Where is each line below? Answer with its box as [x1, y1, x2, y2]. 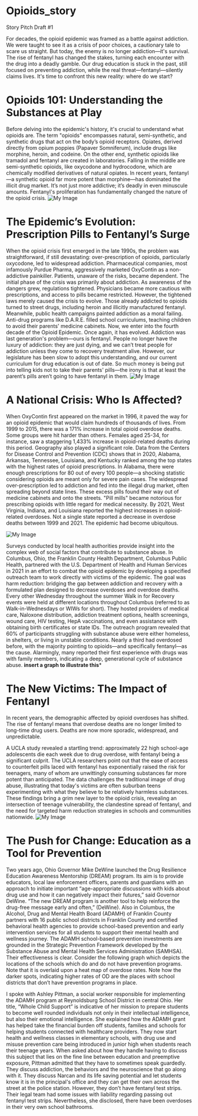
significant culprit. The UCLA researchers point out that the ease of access [6, 757, 188, 764]
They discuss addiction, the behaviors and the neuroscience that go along [6, 1065, 186, 1072]
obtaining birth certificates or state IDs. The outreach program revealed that [6, 624, 190, 631]
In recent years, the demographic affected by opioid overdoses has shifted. [6, 714, 189, 721]
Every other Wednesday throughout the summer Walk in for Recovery [6, 592, 175, 600]
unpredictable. [6, 733, 41, 740]
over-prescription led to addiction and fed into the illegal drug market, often [6, 482, 189, 489]
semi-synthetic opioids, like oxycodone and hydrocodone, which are [6, 163, 172, 170]
